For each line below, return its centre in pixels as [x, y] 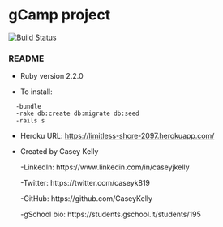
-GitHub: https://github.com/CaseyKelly [86, 199]
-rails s [30, 121]
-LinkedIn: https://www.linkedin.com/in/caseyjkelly [105, 167]
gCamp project [60, 15]
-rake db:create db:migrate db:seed [77, 114]
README [26, 58]
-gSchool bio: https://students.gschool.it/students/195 [110, 214]
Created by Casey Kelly [59, 152]
